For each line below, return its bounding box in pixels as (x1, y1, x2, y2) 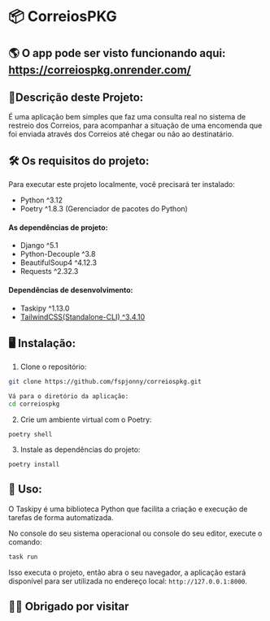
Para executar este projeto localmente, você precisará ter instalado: (8, 180, 236, 189)
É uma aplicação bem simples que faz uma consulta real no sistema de (8, 112, 246, 122)
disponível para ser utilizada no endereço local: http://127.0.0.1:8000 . (8, 575, 248, 586)
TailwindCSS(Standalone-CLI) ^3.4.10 (20, 311, 146, 322)
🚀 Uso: (8, 482, 42, 497)
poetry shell (8, 431, 53, 439)
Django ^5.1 (20, 241, 59, 250)
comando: (8, 536, 42, 546)
